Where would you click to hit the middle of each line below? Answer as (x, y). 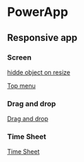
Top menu (21, 85)
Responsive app (42, 38)
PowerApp (38, 12)
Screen (20, 57)
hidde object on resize (39, 72)
